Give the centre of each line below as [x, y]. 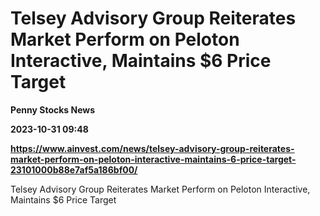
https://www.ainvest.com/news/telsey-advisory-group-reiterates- [152, 148]
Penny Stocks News [53, 109]
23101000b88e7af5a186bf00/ [74, 169]
